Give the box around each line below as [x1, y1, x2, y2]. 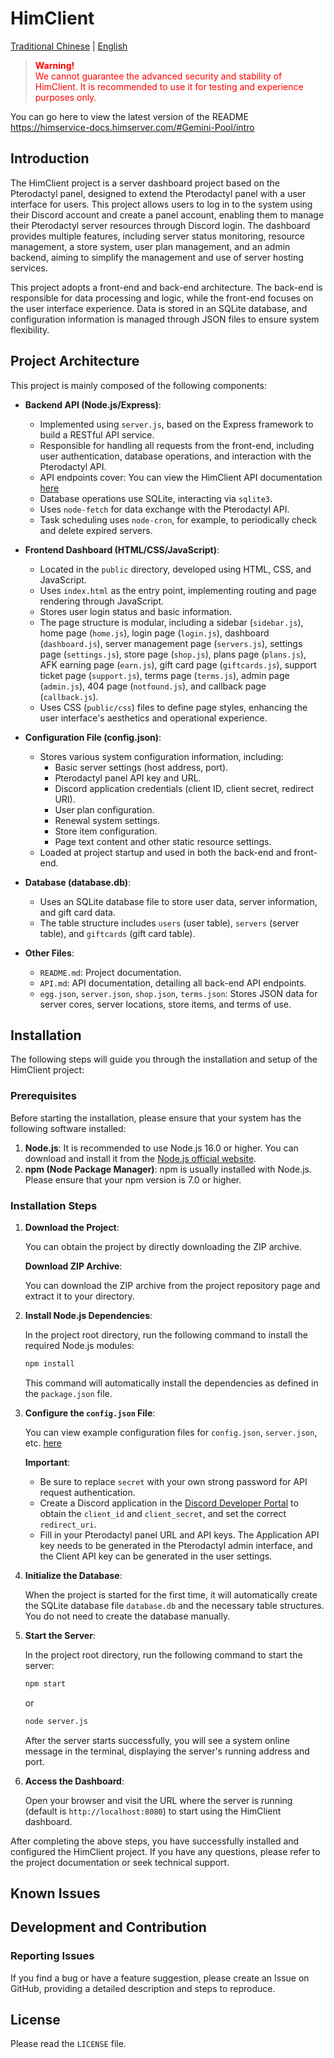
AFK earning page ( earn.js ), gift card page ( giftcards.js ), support [39, 658, 317, 671]
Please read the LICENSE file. [10, 2038, 127, 2050]
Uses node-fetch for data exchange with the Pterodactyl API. [39, 503, 290, 515]
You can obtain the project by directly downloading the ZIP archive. [24, 1240, 302, 1252]
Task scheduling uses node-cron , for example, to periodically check [39, 513, 317, 526]
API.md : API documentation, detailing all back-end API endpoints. [39, 977, 307, 989]
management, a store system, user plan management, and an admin [10, 240, 291, 252]
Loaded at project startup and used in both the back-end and [39, 846, 292, 858]
